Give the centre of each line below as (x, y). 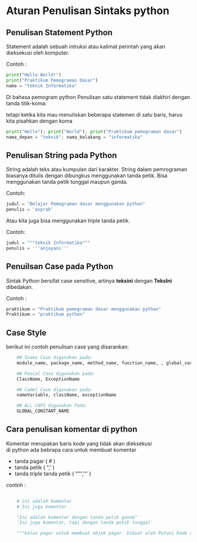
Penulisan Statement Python (59, 33)
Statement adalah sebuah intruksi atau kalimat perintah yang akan (86, 46)
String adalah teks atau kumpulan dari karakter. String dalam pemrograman (97, 170)
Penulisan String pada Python (62, 155)
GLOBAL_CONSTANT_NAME (43, 411)
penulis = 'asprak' (30, 209)
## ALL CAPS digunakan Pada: (52, 406)
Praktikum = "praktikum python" (45, 314)
